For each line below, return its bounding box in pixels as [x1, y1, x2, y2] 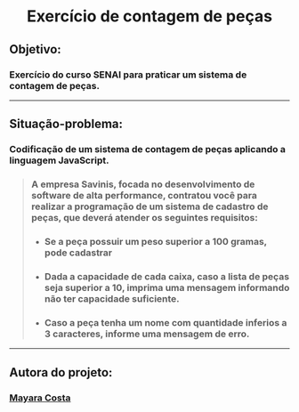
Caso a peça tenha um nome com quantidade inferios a [44, 316, 287, 328]
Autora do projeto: [9, 365, 113, 380]
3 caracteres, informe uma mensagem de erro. [44, 327, 250, 340]
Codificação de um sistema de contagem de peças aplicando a [9, 143, 287, 156]
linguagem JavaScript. [9, 154, 109, 166]
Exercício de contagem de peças [26, 6, 273, 27]
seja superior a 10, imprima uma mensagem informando [44, 281, 290, 294]
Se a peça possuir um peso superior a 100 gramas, [44, 236, 267, 248]
